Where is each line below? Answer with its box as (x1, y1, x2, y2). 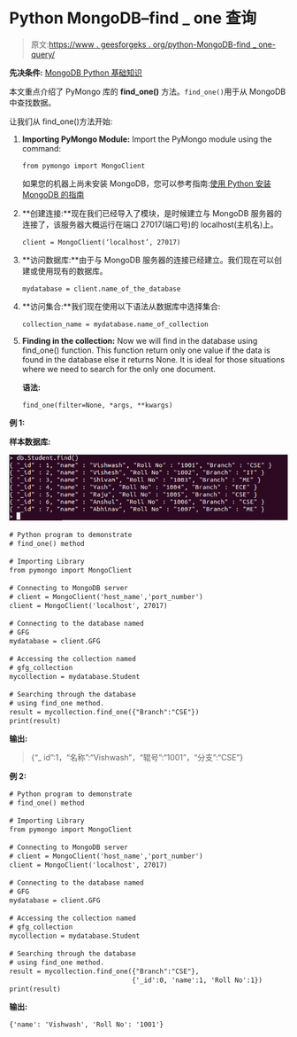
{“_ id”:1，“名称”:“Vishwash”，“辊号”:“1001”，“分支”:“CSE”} (30, 752, 244, 762)
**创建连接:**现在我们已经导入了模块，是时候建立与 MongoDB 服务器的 (21, 207, 283, 218)
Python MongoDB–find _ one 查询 (9, 8, 257, 28)
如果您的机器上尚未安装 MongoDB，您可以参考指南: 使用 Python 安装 (21, 178, 271, 189)
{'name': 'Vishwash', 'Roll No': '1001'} (9, 1020, 164, 1029)
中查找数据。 (9, 97, 56, 107)
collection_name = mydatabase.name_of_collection (21, 320, 209, 329)
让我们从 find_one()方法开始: (9, 116, 113, 127)
